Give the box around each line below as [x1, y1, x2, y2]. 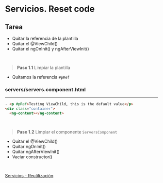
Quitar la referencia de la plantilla [12, 35, 79, 41]
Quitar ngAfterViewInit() [12, 149, 60, 154]
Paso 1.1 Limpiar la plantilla [16, 65, 70, 70]
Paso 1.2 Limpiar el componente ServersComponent [16, 129, 117, 134]
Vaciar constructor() [12, 154, 52, 160]
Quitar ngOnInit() [12, 143, 46, 149]
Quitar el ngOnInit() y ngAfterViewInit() [12, 46, 89, 51]
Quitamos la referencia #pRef [12, 74, 70, 80]
